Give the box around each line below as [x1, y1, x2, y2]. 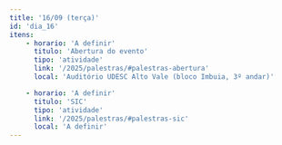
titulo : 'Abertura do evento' [33, 47, 148, 56]
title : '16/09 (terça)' [9, 13, 100, 23]
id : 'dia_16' [9, 22, 59, 31]
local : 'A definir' [33, 122, 107, 131]
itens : [9, 30, 35, 39]
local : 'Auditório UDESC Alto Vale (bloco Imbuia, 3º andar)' [33, 72, 275, 82]
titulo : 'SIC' [33, 97, 88, 106]
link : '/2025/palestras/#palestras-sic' [33, 114, 189, 123]
